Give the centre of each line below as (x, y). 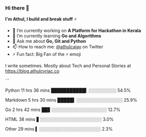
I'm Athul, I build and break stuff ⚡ (41, 19)
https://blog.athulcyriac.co (32, 71)
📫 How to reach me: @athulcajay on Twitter (58, 47)
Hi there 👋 (17, 8)
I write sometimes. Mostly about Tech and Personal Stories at (68, 66)
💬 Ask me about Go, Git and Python (49, 41)
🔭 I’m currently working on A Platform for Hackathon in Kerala (76, 31)
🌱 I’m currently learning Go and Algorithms (57, 36)
